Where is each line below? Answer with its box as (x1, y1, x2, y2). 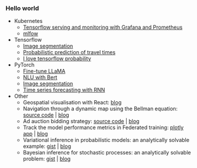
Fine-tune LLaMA (22, 68, 66, 75)
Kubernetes (14, 18, 43, 25)
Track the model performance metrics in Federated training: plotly (22, 124, 184, 131)
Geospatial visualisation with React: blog (22, 99, 122, 106)
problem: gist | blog (22, 155, 71, 163)
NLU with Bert (22, 74, 57, 81)
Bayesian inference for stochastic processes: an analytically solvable (22, 149, 191, 156)
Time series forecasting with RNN (22, 87, 105, 94)
